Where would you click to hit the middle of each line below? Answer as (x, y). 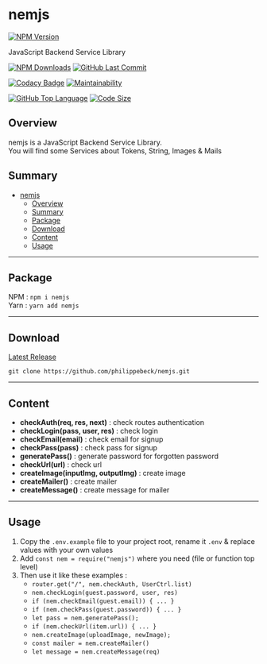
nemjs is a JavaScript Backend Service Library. (85, 142)
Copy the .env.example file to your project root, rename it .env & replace (137, 541)
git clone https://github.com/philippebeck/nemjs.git (99, 372)
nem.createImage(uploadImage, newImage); (101, 635)
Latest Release (33, 357)
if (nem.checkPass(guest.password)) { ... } (106, 609)
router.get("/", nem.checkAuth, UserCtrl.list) (112, 584)
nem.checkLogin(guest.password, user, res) (105, 593)
